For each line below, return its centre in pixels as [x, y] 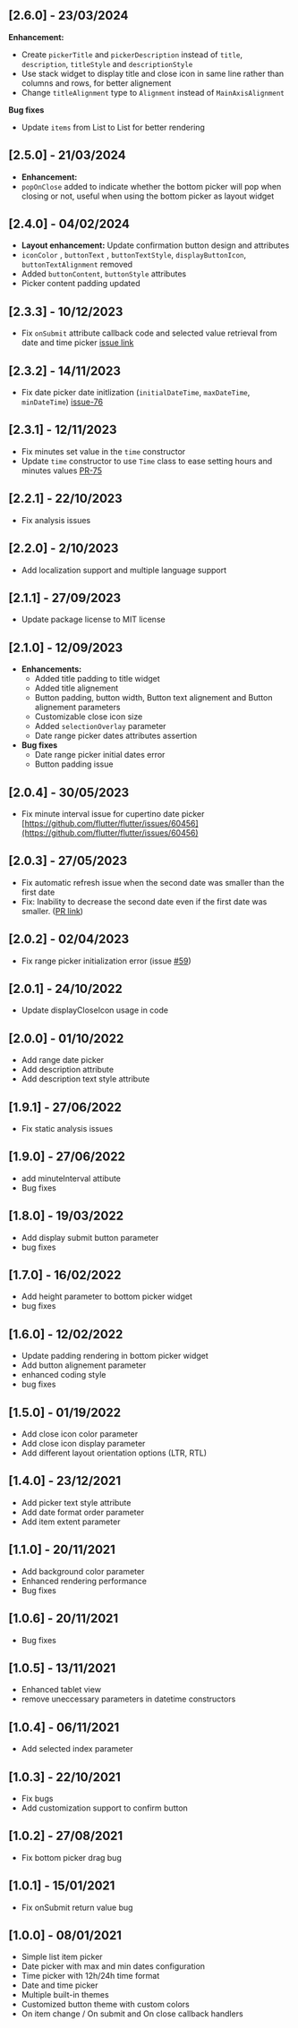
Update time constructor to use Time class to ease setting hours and [147, 461]
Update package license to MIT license [94, 619]
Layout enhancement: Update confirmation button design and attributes [155, 245]
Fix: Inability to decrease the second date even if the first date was [144, 901]
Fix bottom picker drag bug [71, 1857]
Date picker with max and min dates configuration [113, 1966]
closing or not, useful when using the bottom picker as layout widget [148, 196]
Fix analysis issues [56, 520]
